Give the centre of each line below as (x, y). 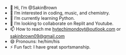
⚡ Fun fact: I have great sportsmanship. (50, 47)
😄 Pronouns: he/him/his (35, 41)
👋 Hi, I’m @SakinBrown (33, 8)
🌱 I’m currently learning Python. (42, 18)
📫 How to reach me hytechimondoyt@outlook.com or (65, 29)
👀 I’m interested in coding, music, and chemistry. (60, 13)
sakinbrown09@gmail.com (37, 36)
